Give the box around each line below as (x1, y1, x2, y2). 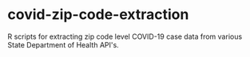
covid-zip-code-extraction (7, 6, 189, 24)
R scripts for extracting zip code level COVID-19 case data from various (7, 32, 243, 41)
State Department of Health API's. (7, 40, 119, 49)
